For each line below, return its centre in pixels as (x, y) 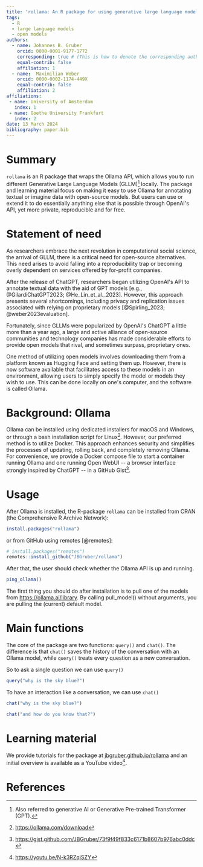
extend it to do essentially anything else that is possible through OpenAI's (98, 203)
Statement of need (54, 234)
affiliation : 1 (36, 68)
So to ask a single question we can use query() (65, 670)
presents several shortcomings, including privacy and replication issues (95, 301)
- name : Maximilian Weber (46, 74)
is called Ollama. (27, 388)
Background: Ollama (58, 413)
